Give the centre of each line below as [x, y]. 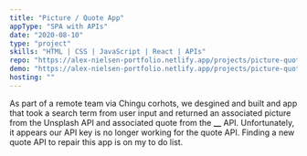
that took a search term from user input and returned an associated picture [150, 113]
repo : [20, 60]
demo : [20, 69]
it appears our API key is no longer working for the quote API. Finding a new [152, 132]
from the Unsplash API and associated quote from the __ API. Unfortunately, [152, 122]
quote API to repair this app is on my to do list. [96, 141]
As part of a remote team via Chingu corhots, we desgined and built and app [153, 103]
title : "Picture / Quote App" [67, 18]
